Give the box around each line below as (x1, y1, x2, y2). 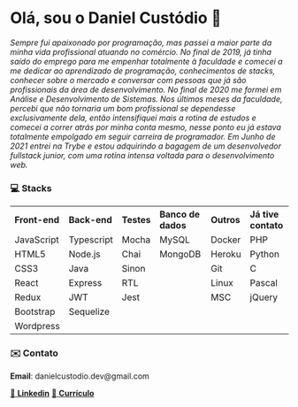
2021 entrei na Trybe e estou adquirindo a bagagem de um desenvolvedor (10, 141, 282, 151)
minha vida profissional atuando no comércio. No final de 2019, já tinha (10, 46, 272, 57)
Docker (210, 234, 241, 246)
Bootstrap (14, 305, 56, 318)
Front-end (14, 214, 60, 227)
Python (249, 248, 280, 260)
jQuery (249, 291, 279, 303)
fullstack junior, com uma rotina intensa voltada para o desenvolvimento (10, 150, 275, 160)
